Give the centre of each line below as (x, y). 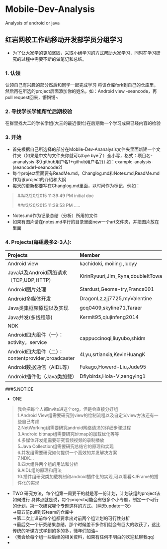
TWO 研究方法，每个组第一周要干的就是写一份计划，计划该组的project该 (86, 493)
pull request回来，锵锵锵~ (32, 98)
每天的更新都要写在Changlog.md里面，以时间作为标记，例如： (76, 186)
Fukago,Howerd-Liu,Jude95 (113, 367)
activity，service (27, 342)
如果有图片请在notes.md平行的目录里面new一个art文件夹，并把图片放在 (85, 221)
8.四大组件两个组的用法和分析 (48, 464)
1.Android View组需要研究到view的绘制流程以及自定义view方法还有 (86, 415)
